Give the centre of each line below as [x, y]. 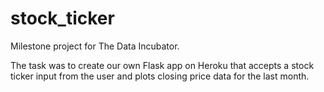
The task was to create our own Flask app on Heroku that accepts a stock [162, 65]
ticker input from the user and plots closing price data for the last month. [160, 76]
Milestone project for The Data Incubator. [95, 46]
